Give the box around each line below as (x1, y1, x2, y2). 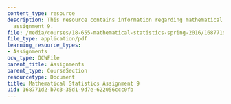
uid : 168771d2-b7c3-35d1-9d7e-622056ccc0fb (7, 86, 134, 93)
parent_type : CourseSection (7, 67, 88, 74)
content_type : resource (7, 10, 76, 17)
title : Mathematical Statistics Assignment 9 (7, 80, 140, 87)
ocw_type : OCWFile (7, 55, 60, 62)
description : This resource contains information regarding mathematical (7, 16, 223, 23)
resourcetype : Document (7, 73, 76, 81)
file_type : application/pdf (7, 36, 88, 42)
